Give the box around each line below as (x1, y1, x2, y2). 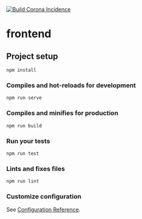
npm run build (6, 123, 42, 129)
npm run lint (6, 178, 39, 184)
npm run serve (6, 95, 42, 101)
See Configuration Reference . (6, 206, 81, 214)
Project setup (6, 51, 59, 61)
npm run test (6, 150, 39, 157)
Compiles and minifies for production (6, 109, 118, 118)
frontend (6, 27, 52, 41)
